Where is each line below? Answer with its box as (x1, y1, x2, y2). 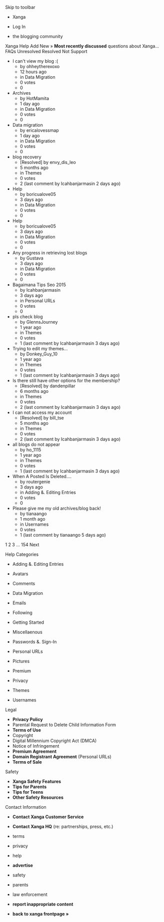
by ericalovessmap (19, 127, 59, 133)
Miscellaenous (12, 629, 42, 635)
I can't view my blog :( (12, 58, 58, 64)
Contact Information (5, 804, 46, 810)
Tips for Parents (12, 784, 47, 790)
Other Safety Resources (12, 794, 64, 800)
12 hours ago (19, 69, 47, 75)
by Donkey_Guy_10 (19, 351, 58, 357)
